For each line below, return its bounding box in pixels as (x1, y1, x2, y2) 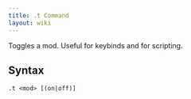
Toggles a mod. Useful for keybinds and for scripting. (8, 40, 183, 50)
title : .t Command (8, 11, 69, 20)
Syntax (8, 63, 45, 77)
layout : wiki (8, 19, 52, 27)
